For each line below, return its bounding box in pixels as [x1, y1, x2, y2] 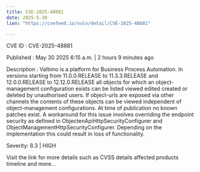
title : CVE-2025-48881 [6, 9, 64, 15]
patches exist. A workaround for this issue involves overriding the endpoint [6, 111, 194, 119]
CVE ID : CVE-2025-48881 [6, 42, 73, 49]
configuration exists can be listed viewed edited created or [40, 85, 188, 92]
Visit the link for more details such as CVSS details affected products [6, 154, 179, 161]
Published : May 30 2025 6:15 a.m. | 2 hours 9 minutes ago [6, 54, 154, 61]
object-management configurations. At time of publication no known [6, 105, 178, 112]
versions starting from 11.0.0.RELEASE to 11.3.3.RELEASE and [6, 72, 158, 80]
